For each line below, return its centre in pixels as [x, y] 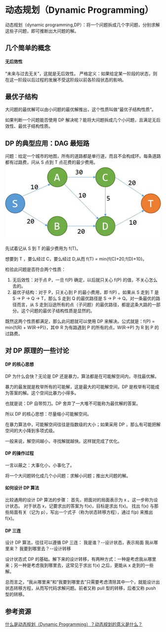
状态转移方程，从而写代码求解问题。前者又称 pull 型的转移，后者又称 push [81, 588]
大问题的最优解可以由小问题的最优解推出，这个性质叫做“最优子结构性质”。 [81, 110]
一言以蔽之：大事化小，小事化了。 [40, 465]
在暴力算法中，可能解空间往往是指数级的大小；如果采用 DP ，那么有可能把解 [83, 424]
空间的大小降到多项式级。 [31, 430]
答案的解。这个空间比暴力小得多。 [44, 393]
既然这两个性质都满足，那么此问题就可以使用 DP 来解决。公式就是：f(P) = [80, 321]
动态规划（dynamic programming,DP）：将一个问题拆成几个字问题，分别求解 [83, 25]
